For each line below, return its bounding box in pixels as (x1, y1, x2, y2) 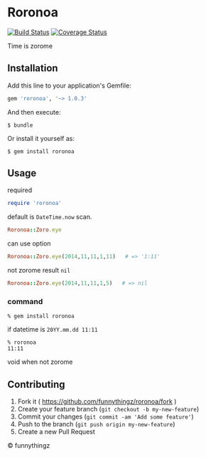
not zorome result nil (7, 266, 71, 275)
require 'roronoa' (7, 200, 62, 207)
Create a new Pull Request (17, 428, 96, 436)
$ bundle (7, 122, 33, 129)
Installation (7, 62, 58, 75)
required (7, 186, 33, 194)
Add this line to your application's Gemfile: (7, 81, 131, 90)
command (7, 296, 43, 306)
